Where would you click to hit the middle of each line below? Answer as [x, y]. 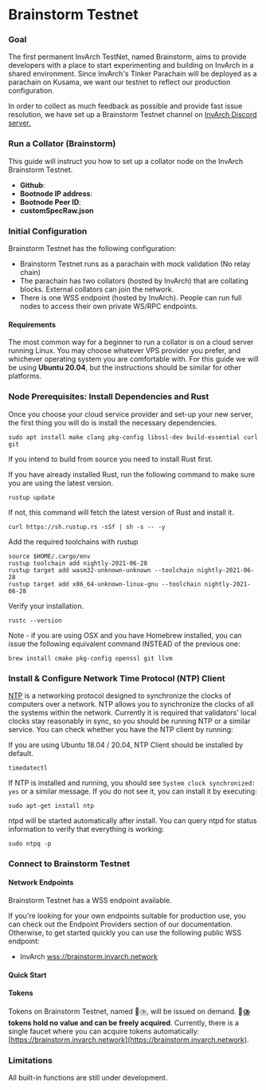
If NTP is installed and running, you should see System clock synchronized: [132, 782]
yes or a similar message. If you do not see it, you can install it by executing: [133, 791]
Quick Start [27, 974]
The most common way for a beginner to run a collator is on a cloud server [131, 342]
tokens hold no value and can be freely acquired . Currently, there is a [123, 1022]
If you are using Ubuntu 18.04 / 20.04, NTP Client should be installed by [126, 745]
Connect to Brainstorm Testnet [69, 864]
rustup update [32, 497]
